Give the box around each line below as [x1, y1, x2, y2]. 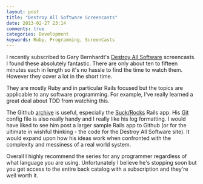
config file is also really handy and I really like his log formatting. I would [6, 115, 186, 122]
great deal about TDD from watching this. [6, 97, 110, 104]
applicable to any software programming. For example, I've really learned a [6, 91, 193, 98]
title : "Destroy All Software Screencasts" [6, 14, 118, 21]
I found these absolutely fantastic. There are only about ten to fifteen [6, 60, 178, 67]
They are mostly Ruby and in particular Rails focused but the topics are [6, 84, 184, 91]
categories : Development [6, 31, 69, 37]
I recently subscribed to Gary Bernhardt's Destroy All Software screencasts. [6, 54, 196, 60]
